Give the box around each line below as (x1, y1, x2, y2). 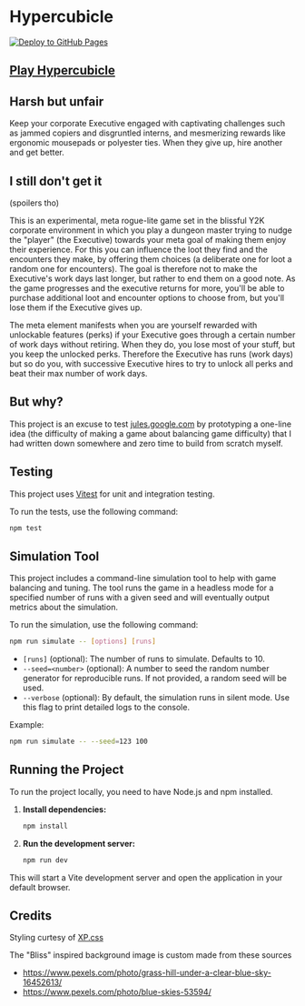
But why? (9, 394, 64, 410)
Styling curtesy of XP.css (9, 932, 104, 943)
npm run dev (22, 855, 68, 865)
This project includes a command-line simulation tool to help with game (9, 573, 277, 584)
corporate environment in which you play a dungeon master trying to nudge (9, 225, 292, 236)
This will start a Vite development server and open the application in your (9, 871, 283, 883)
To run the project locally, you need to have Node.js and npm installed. (9, 786, 273, 797)
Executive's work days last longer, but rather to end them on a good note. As (9, 273, 296, 284)
